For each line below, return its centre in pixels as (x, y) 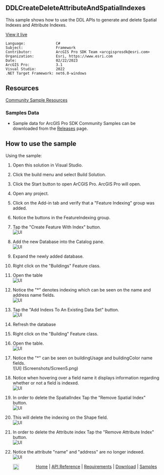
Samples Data (22, 113)
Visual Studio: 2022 (35, 69)
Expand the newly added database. (48, 256)
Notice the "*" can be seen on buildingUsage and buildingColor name (82, 358)
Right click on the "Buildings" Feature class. (56, 266)
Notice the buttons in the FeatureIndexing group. (61, 217)
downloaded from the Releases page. (50, 128)
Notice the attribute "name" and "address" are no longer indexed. (78, 452)
